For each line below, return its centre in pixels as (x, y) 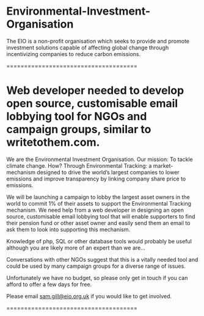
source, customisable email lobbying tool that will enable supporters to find (101, 216)
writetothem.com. (53, 142)
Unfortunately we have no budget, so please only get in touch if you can (97, 278)
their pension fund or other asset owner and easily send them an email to (98, 223)
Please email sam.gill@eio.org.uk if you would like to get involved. (89, 296)
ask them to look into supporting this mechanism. (68, 229)
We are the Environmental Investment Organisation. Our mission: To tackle (100, 159)
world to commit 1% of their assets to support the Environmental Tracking (99, 203)
